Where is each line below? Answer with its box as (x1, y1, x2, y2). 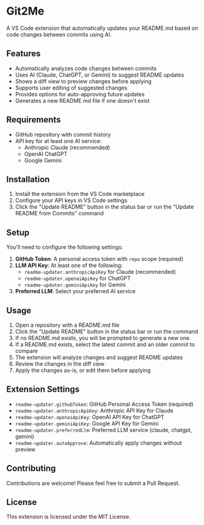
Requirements (6, 114, 61, 125)
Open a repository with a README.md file (15, 321, 120, 329)
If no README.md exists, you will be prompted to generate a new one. (15, 335, 191, 341)
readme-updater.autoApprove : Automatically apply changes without (15, 439, 183, 447)
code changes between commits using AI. (6, 30, 112, 38)
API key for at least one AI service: (15, 137, 102, 144)
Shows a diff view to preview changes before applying (15, 77, 152, 85)
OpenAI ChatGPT (24, 150, 68, 158)
